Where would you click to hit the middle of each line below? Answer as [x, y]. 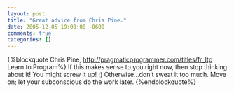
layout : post [26, 14]
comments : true [29, 33]
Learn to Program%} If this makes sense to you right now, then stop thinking [117, 67]
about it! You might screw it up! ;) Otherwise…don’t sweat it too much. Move [117, 75]
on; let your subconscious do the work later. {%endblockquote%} [102, 82]
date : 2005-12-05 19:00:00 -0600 [56, 27]
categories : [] [29, 40]
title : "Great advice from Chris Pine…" [67, 20]
